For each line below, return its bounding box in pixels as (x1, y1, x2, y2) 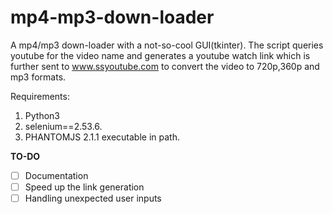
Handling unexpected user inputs (24, 192, 162, 205)
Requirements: (10, 90, 70, 102)
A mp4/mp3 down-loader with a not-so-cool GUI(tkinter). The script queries (10, 39, 324, 51)
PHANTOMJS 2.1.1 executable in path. (24, 131, 180, 143)
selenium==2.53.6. (24, 120, 103, 132)
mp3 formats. (10, 71, 67, 83)
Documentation (24, 169, 89, 181)
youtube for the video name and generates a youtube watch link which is (10, 49, 311, 61)
